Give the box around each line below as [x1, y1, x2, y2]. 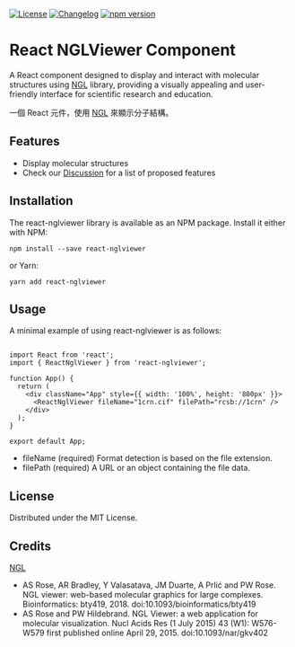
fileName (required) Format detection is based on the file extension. [22, 453, 273, 464]
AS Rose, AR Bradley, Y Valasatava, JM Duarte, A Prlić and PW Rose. [22, 580, 276, 590]
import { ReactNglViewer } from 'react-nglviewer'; [9, 359, 206, 368]
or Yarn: [9, 260, 39, 270]
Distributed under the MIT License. [9, 512, 138, 523]
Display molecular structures [22, 157, 129, 168]
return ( [17, 382, 50, 391]
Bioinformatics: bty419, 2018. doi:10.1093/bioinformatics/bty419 [22, 598, 256, 609]
